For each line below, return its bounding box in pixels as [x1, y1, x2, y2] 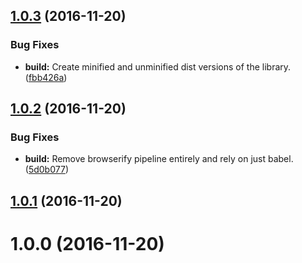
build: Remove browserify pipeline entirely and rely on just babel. [24, 153, 294, 165]
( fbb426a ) [24, 71, 68, 83]
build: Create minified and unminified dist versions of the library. [24, 60, 292, 73]
